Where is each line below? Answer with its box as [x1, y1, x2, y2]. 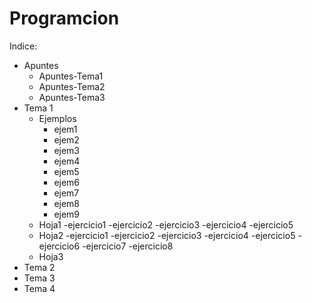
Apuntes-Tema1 [38, 70, 104, 82]
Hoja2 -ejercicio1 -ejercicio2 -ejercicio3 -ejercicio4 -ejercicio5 [38, 229, 296, 241]
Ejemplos [38, 112, 77, 124]
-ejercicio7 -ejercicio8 [82, 240, 174, 252]
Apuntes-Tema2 [38, 80, 106, 92]
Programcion [9, 7, 120, 30]
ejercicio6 [38, 240, 81, 252]
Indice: [9, 40, 38, 52]
